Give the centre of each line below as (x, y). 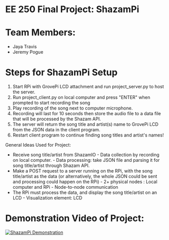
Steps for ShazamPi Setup (61, 73)
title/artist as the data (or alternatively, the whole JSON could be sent (85, 177)
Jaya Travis (25, 47)
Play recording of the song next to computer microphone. (73, 108)
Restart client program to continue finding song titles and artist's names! (88, 135)
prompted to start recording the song (51, 103)
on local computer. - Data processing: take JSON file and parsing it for (86, 160)
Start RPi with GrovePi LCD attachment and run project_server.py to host (88, 87)
